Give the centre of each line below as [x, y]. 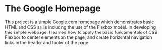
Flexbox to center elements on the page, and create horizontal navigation [79, 37]
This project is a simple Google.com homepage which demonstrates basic [80, 22]
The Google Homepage [53, 8]
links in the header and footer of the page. [47, 42]
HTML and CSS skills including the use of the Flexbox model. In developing [81, 27]
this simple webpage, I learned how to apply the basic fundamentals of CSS [81, 32]
